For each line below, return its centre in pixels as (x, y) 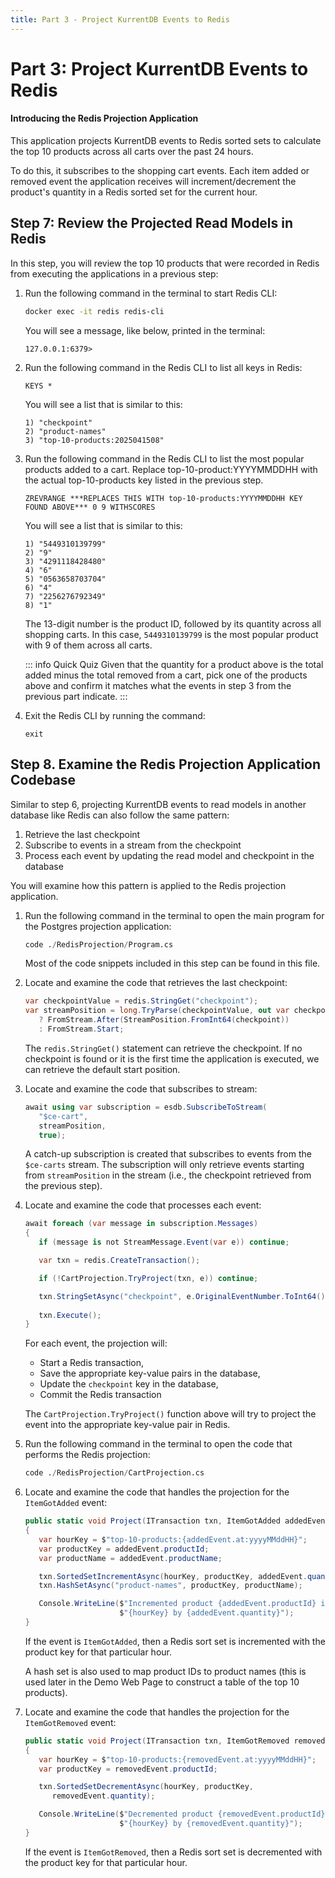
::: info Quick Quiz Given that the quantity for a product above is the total (174, 664)
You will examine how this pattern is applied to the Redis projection (148, 885)
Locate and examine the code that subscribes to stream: (141, 1088)
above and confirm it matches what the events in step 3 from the (158, 685)
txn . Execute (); (70, 1315)
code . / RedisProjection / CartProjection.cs (114, 1473)
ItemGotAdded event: (66, 1503)
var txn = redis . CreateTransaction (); (119, 1261)
